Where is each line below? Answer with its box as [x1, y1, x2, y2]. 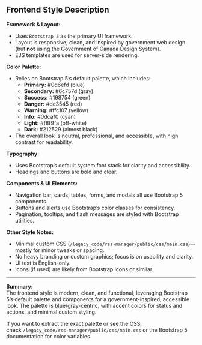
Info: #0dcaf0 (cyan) [23, 113, 76, 120]
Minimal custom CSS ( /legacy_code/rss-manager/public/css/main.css [14, 240, 188, 247]
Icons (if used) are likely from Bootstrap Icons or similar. [14, 265, 154, 272]
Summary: [6, 283, 33, 290]
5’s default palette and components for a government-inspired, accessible [6, 295, 190, 302]
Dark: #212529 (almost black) [23, 125, 98, 133]
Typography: [6, 150, 40, 157]
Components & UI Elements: [6, 179, 78, 187]
